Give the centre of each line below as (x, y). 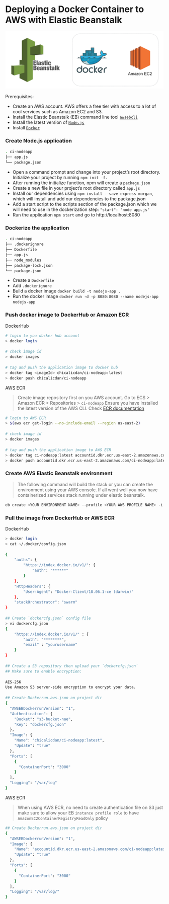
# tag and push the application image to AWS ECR (58, 450)
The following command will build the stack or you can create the (85, 484)
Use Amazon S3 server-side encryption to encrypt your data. (71, 687)
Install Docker (26, 128)
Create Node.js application (38, 140)
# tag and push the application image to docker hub (62, 367)
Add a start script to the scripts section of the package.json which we (84, 204)
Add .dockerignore (32, 286)
